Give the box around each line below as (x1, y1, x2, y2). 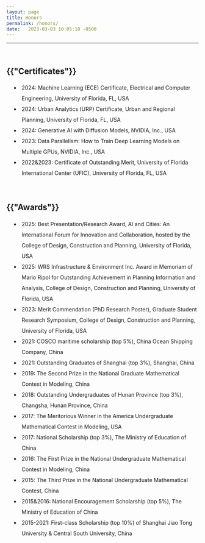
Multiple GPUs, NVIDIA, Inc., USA (21, 148, 106, 155)
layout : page (6, 9, 40, 15)
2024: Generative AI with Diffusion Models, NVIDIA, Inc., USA (21, 127, 176, 134)
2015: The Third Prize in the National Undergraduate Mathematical (21, 476, 188, 483)
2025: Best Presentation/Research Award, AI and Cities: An (21, 220, 170, 227)
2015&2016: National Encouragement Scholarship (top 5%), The (21, 497, 182, 505)
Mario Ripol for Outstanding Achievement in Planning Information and (21, 274, 196, 281)
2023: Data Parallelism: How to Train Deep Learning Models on (21, 138, 180, 145)
